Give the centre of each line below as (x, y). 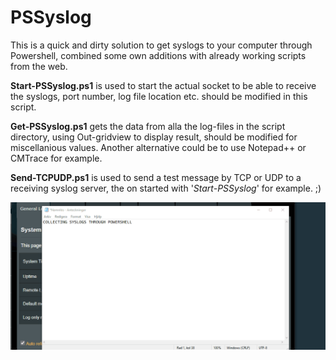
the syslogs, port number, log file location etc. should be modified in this (159, 96)
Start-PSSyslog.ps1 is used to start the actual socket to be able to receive (163, 85)
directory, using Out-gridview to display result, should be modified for (154, 137)
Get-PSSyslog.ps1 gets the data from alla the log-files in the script (148, 126)
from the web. (39, 66)
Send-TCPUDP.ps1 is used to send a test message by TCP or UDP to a (156, 177)
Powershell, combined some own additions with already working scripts (158, 55)
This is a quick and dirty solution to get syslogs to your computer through (161, 45)
